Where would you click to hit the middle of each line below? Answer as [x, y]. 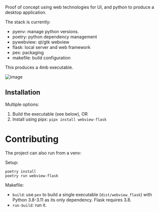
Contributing [32, 139]
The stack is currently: [28, 22]
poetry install [21, 171]
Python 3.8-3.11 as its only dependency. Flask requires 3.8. [72, 200]
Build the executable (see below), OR [50, 114]
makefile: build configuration [41, 58]
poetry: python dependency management [55, 37]
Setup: [12, 162]
